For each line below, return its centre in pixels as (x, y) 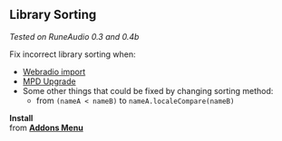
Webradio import (54, 71)
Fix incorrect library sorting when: (73, 54)
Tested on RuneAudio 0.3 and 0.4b (74, 36)
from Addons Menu (46, 127)
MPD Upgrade (49, 81)
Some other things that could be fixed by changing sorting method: (148, 90)
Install (21, 117)
